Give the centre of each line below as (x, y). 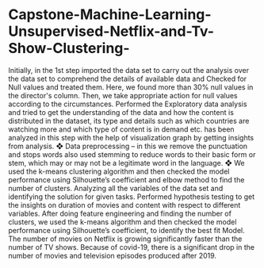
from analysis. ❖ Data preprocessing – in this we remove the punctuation (128, 146)
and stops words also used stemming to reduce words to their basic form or (132, 154)
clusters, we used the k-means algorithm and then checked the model (122, 222)
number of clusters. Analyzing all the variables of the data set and (116, 188)
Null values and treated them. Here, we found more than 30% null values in (131, 87)
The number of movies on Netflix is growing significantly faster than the (125, 239)
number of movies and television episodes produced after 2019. (112, 255)
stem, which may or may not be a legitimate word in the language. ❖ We (127, 163)
